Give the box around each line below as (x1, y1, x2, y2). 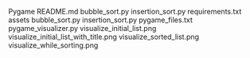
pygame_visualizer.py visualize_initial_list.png (8, 24, 157, 33)
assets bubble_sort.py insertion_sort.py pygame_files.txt (8, 15, 193, 25)
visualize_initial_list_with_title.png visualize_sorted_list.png (8, 32, 200, 41)
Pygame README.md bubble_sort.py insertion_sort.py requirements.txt (8, 7, 242, 16)
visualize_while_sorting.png (8, 41, 99, 50)
